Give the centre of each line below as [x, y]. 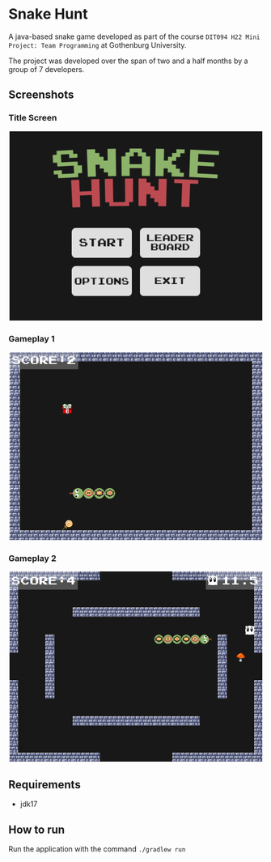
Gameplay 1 [32, 339]
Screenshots [41, 95]
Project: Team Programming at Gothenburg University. [97, 45]
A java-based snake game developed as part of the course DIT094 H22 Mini [134, 36]
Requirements [44, 785]
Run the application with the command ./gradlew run [97, 849]
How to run [37, 829]
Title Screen [33, 118]
